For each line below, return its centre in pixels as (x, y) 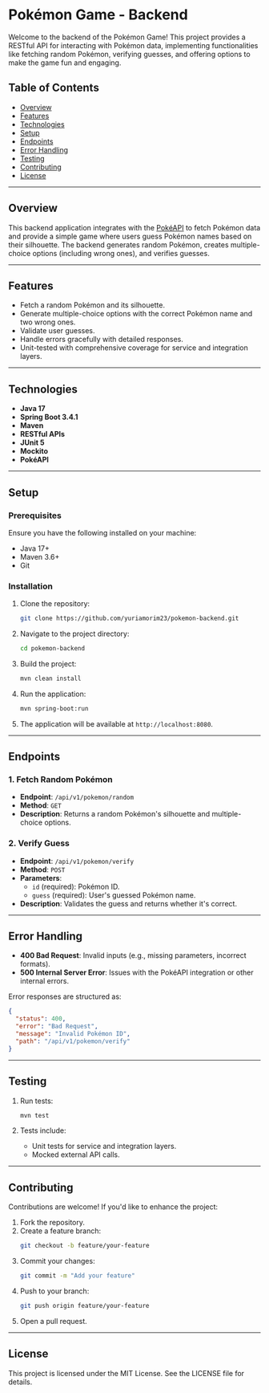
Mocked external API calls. (76, 1155)
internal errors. (44, 981)
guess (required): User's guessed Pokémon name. (114, 895)
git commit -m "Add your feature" (77, 1276)
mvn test (34, 1115)
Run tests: (36, 1101)
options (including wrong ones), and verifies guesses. (121, 253)
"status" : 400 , (41, 1019)
